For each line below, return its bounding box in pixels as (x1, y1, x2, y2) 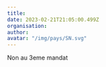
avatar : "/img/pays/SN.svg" (7, 35, 88, 42)
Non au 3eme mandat (7, 53, 68, 62)
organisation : (7, 22, 48, 29)
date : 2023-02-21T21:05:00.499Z (7, 16, 99, 23)
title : (7, 9, 26, 17)
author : (7, 28, 29, 36)
